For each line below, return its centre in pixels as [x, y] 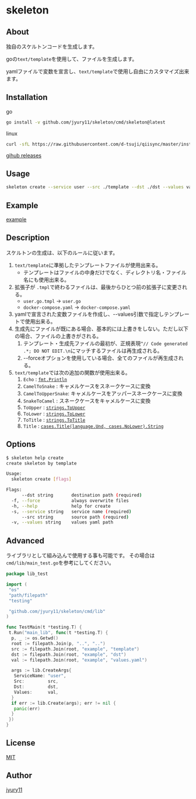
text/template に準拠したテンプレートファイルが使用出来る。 [88, 265]
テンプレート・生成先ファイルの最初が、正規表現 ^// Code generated [105, 343]
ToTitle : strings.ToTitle [54, 419]
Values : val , [36, 692]
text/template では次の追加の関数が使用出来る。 [72, 373]
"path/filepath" [28, 595]
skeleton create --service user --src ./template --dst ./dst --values [95, 187]
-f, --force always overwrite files [70, 501]
